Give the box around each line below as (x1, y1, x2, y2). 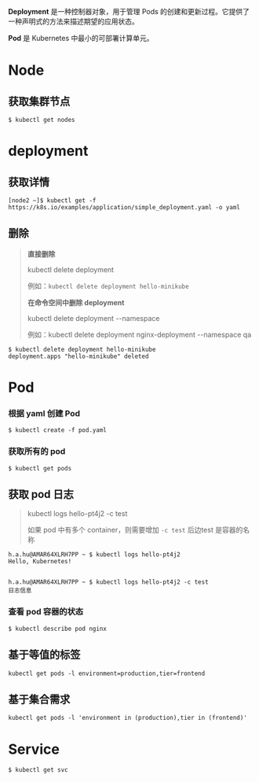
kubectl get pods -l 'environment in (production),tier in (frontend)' (8, 714, 247, 722)
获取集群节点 (8, 94, 71, 108)
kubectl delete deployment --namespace (27, 313, 160, 323)
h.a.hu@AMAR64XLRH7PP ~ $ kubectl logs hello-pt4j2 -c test (8, 578, 210, 586)
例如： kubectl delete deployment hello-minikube (27, 281, 190, 290)
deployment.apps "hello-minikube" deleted (8, 352, 149, 360)
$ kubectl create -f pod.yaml (8, 426, 108, 434)
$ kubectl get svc (8, 766, 68, 774)
